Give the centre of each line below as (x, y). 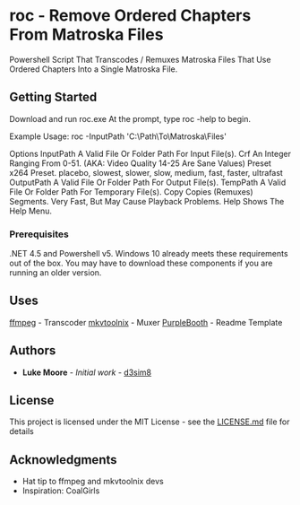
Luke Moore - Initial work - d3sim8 (87, 372)
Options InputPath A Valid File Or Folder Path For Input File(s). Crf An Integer (150, 153)
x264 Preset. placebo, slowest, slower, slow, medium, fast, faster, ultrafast (146, 172)
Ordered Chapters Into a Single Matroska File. (94, 69)
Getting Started (53, 97)
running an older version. (56, 273)
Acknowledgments (64, 460)
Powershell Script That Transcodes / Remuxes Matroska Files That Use (140, 59)
